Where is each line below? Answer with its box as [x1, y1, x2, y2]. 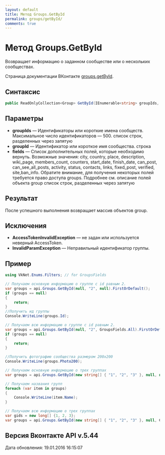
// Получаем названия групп [5, 381, 63, 386]
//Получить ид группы [5, 309, 50, 314]
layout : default [5, 7, 38, 12]
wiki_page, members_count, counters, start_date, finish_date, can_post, [12, 159, 157, 165]
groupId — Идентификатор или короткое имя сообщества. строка [12, 143, 151, 149]
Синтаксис [5, 87, 40, 96]
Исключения [5, 222, 47, 230]
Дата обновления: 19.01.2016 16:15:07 [5, 445, 83, 451]
